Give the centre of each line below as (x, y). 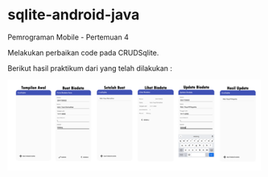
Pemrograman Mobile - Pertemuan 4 (68, 37)
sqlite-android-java (74, 15)
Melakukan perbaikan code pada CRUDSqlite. (83, 52)
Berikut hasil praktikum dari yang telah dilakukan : (90, 68)
